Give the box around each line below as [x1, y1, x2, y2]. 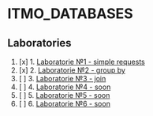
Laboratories [7, 36, 72, 50]
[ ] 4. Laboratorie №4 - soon [18, 82, 111, 92]
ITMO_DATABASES [7, 5, 133, 23]
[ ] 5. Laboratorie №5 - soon [18, 91, 110, 99]
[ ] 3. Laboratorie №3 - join [18, 74, 106, 83]
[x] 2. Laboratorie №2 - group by [18, 65, 125, 75]
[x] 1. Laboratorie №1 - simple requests [18, 57, 145, 66]
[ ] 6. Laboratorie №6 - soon [18, 99, 111, 108]
